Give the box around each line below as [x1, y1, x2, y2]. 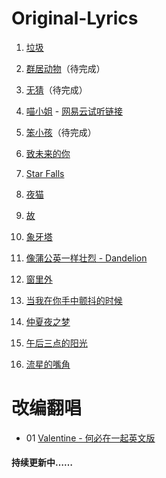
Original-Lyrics [11, 7, 139, 30]
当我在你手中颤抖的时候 [25, 294, 123, 306]
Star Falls [25, 167, 65, 179]
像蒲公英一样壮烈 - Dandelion [25, 252, 148, 264]
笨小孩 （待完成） [25, 126, 97, 138]
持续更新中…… [11, 457, 74, 469]
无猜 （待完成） [25, 83, 88, 96]
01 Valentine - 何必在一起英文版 [25, 432, 156, 444]
